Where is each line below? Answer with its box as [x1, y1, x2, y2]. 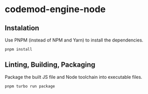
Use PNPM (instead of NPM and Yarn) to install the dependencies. [5, 37, 143, 43]
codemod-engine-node [5, 4, 106, 15]
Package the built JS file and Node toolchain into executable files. [5, 74, 143, 80]
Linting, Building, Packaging [5, 61, 96, 69]
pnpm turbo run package [5, 83, 55, 89]
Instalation [5, 24, 39, 32]
